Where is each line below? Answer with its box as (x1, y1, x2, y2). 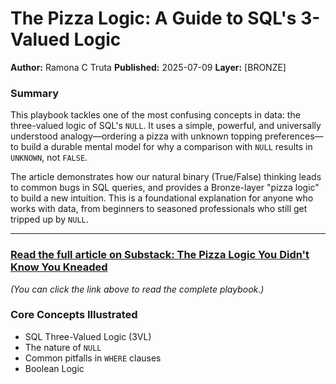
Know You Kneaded (10, 260, 108, 274)
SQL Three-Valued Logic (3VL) (24, 330, 152, 342)
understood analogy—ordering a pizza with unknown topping (10, 130, 263, 142)
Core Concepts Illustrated (10, 308, 138, 322)
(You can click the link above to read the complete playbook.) (10, 283, 265, 295)
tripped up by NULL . (10, 213, 89, 226)
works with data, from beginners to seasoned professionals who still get (10, 203, 308, 215)
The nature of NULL (24, 341, 102, 353)
